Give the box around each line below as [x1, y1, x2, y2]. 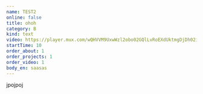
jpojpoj [6, 81, 24, 89]
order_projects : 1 [6, 54, 53, 60]
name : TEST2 [6, 8, 36, 15]
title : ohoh [6, 20, 36, 26]
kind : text [6, 31, 34, 37]
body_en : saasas [6, 64, 47, 71]
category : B [6, 25, 36, 32]
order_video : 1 [6, 59, 45, 65]
